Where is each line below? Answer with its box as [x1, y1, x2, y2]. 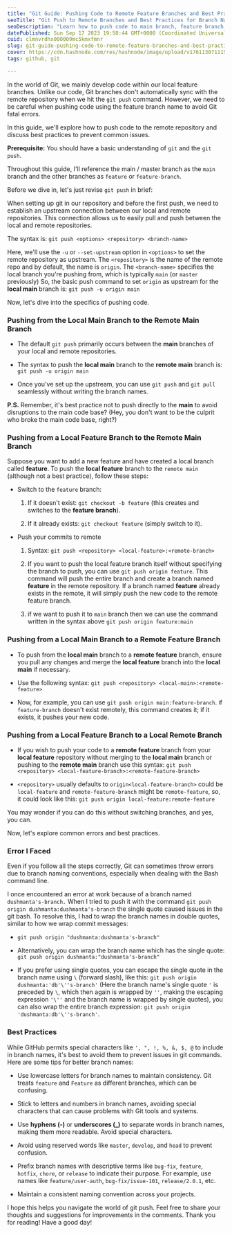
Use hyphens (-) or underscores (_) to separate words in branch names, [17, 1120, 224, 1128]
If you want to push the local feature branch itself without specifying [27, 560, 222, 568]
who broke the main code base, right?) [7, 416, 117, 424]
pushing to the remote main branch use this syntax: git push [17, 760, 191, 769]
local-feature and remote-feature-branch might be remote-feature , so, [17, 787, 221, 795]
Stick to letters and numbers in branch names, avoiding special [17, 1099, 197, 1108]
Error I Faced [7, 846, 51, 855]
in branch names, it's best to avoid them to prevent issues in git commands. [7, 1050, 222, 1058]
